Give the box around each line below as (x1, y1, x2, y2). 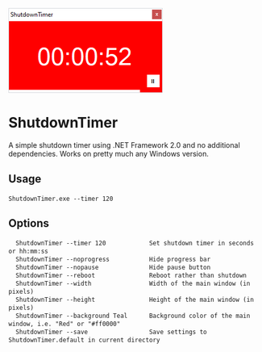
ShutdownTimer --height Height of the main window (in (15, 295, 254, 304)
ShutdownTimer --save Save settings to (15, 328, 207, 336)
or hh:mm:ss (8, 247, 48, 255)
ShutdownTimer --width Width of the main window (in (15, 279, 251, 287)
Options (8, 216, 50, 230)
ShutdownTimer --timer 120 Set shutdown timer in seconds (15, 239, 254, 247)
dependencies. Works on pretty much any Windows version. (8, 149, 210, 158)
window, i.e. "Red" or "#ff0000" (8, 320, 121, 328)
